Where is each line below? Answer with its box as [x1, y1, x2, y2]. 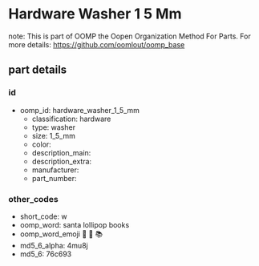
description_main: [31, 147, 91, 157]
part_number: [31, 173, 77, 183]
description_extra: [31, 156, 92, 166]
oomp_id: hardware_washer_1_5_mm [19, 105, 140, 115]
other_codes [8, 193, 59, 204]
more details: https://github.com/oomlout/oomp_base [8, 39, 185, 49]
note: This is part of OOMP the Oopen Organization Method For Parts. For [8, 31, 251, 41]
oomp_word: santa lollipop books [19, 220, 130, 229]
